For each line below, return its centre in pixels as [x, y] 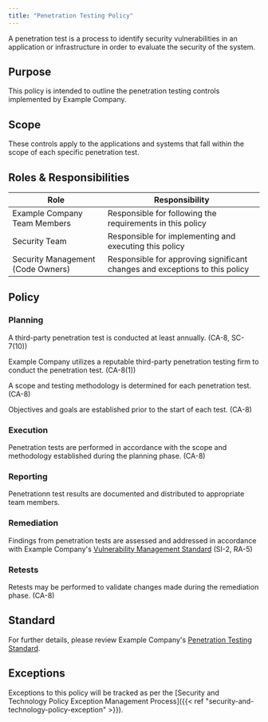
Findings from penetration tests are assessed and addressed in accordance [132, 540]
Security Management [54, 259]
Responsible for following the [162, 214]
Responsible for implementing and [171, 236]
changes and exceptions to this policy [178, 270]
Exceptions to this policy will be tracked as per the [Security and [114, 692]
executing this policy [146, 247]
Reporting [28, 476]
